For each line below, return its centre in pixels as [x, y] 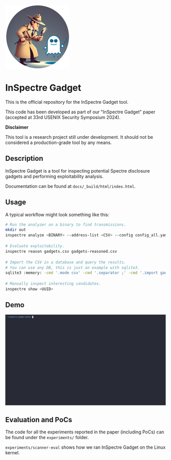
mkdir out [16, 230]
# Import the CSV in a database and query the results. [66, 262]
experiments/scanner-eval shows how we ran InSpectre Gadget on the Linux [85, 447]
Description [24, 159]
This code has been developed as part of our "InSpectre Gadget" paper [80, 112]
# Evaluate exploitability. [35, 246]
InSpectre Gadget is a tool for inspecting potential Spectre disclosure [78, 171]
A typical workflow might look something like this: [57, 214]
